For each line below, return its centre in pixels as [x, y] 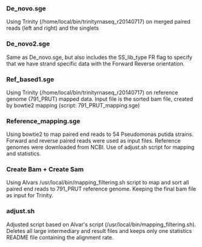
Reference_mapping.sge [43, 121]
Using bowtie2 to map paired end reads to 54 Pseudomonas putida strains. [100, 134]
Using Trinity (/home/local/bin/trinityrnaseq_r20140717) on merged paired [99, 22]
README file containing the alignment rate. [60, 237]
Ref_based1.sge [30, 79]
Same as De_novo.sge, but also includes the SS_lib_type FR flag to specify [99, 57]
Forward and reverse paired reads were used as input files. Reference [93, 141]
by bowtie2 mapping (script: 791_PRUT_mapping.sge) [73, 105]
